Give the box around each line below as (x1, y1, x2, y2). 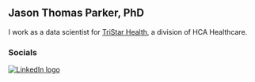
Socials (8, 47, 37, 58)
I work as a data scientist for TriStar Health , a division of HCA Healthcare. (8, 27, 248, 36)
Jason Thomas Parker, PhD (8, 6, 145, 20)
